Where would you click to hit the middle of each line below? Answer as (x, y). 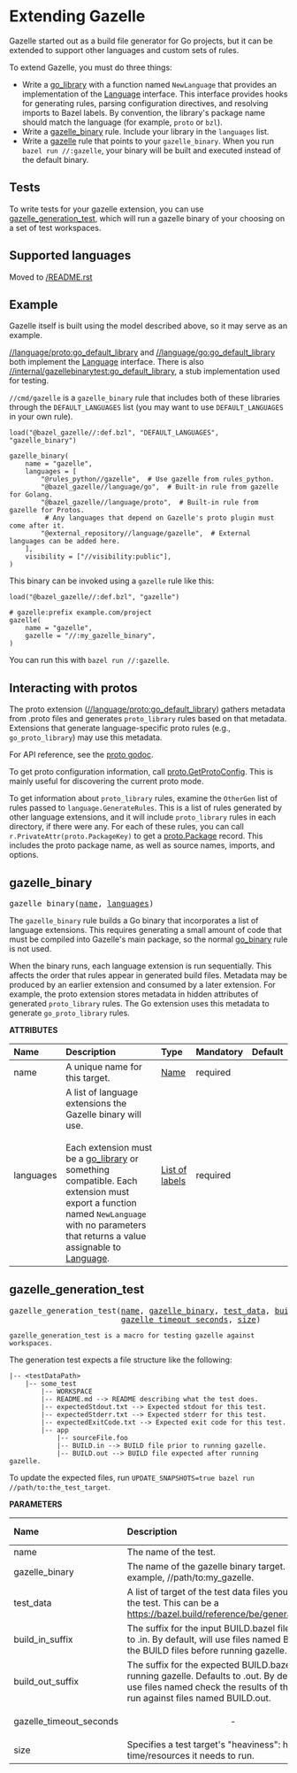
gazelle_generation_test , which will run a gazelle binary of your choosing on (147, 218)
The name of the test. (171, 1552)
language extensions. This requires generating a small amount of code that (145, 930)
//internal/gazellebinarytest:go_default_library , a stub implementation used (145, 371)
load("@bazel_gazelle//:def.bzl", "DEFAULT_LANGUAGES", (114, 433)
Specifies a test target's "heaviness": (204, 1744)
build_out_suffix (46, 1681)
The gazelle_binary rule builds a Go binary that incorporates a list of (134, 921)
